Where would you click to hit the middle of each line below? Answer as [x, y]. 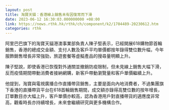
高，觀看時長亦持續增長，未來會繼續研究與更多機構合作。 [65, 102]
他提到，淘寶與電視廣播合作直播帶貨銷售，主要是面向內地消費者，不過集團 [82, 84]
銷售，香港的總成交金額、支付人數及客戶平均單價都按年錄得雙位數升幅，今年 [84, 50]
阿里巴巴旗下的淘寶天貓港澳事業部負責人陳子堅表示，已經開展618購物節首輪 [84, 44]
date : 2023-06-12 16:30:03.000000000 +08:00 [53, 19]
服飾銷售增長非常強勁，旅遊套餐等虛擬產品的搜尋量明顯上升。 [69, 56]
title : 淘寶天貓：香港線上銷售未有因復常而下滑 [49, 15]
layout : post [19, 10]
